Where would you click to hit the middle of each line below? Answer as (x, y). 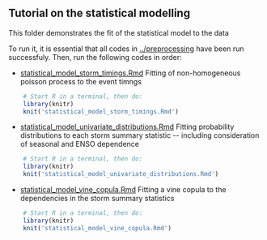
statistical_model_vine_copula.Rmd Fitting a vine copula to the (123, 190)
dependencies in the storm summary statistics (97, 199)
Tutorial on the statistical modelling (100, 13)
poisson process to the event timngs (81, 81)
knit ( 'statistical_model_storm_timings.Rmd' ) (101, 111)
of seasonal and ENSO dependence (80, 144)
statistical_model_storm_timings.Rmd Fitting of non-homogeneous (130, 73)
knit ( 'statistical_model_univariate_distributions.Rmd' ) (121, 174)
